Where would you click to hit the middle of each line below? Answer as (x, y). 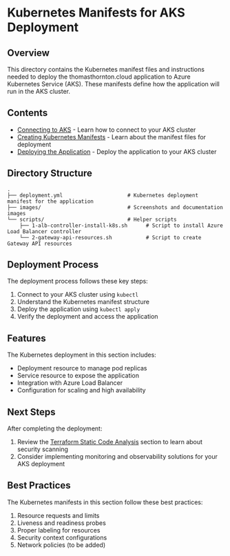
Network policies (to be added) (61, 545)
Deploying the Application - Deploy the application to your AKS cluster (117, 151)
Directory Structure (50, 173)
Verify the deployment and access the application (87, 317)
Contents (28, 113)
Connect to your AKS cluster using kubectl (78, 295)
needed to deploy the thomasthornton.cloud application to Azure (99, 77)
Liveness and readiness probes (62, 523)
